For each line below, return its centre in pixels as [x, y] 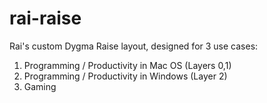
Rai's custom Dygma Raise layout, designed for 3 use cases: [134, 46]
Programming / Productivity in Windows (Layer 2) [125, 76]
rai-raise [45, 18]
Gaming [40, 86]
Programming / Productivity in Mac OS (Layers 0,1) [127, 65]
